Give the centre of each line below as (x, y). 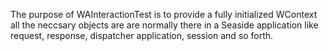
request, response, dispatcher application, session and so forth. (142, 35)
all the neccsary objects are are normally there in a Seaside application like (164, 25)
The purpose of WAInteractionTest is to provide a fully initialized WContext (164, 14)
